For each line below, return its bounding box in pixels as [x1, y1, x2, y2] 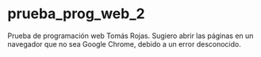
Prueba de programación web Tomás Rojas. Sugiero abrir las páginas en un [7, 31, 254, 40]
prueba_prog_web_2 [7, 5, 145, 23]
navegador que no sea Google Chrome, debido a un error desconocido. [7, 39, 241, 48]
